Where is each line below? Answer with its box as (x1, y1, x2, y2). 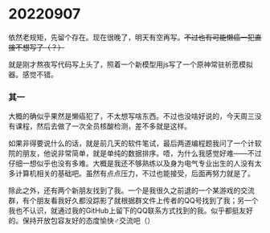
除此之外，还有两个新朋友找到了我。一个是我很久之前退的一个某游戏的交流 (8, 186, 255, 195)
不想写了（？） (14, 42, 65, 52)
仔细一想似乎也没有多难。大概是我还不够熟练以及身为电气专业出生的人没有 (8, 158, 255, 169)
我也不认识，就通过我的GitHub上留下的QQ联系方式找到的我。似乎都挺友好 (8, 206, 254, 215)
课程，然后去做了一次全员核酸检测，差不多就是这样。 (14, 121, 191, 131)
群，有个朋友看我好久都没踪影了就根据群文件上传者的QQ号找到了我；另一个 (8, 196, 259, 206)
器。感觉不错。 (8, 69, 58, 79)
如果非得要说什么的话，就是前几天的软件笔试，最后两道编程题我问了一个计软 (8, 138, 262, 149)
